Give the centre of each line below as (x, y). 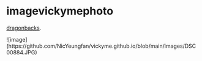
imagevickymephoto (60, 11)
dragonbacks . (24, 28)
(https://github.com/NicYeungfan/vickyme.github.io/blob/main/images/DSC (101, 46)
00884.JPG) (22, 52)
